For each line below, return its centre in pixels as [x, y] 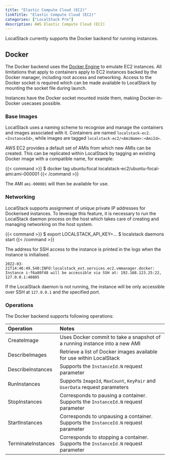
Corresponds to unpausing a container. [106, 416]
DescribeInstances [30, 369]
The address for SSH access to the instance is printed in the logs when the [83, 249]
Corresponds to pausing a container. [103, 395]
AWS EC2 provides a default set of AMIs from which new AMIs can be [78, 148]
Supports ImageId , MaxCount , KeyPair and [108, 380]
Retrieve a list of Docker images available [109, 352]
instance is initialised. [28, 254]
